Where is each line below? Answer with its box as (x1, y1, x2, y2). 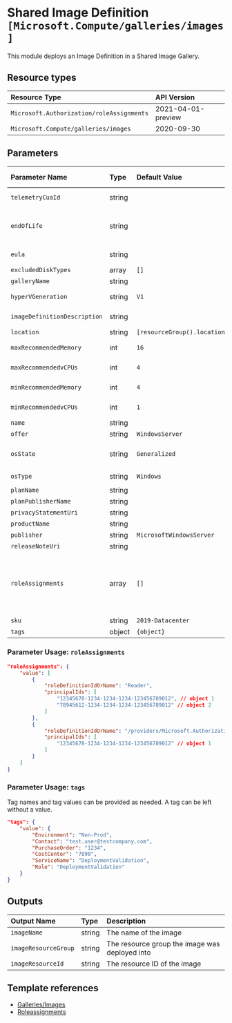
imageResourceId (10, 959, 64, 968)
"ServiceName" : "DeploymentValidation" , (32, 857, 150, 864)
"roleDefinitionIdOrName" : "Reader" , (43, 682, 153, 689)
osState (10, 450, 36, 457)
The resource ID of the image (106, 959, 202, 968)
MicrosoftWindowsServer (136, 530, 215, 539)
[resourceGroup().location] (136, 328, 229, 336)
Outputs (7, 896, 43, 908)
